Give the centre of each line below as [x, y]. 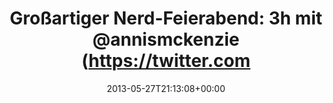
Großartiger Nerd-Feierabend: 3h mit [166, 18]
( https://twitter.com [166, 61]
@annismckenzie [166, 39]
